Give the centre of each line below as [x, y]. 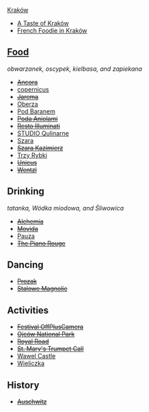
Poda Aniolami [37, 118]
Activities [28, 310]
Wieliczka [30, 363]
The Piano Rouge [41, 243]
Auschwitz [32, 402]
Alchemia [30, 221]
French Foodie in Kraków [52, 31]
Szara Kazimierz [40, 148]
